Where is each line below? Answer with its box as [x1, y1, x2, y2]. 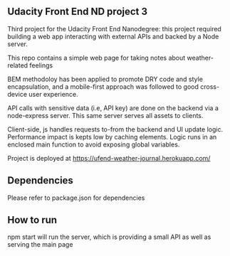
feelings [29, 60, 53, 70]
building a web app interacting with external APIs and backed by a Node [7, 32, 219, 41]
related [7, 60, 28, 70]
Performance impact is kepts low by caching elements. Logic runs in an [7, 132, 217, 141]
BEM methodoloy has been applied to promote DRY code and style [7, 75, 203, 83]
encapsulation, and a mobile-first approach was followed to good [7, 82, 199, 91]
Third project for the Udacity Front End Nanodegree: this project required [7, 24, 222, 33]
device [7, 90, 27, 98]
